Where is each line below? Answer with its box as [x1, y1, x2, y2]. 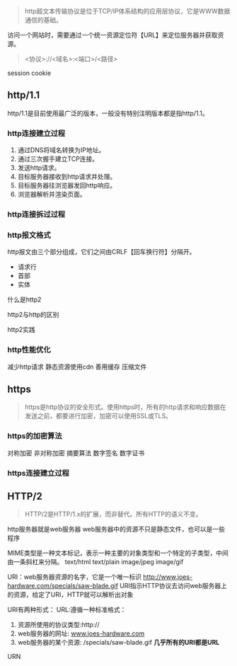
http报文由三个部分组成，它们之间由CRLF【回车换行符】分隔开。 [7, 248, 196, 256]
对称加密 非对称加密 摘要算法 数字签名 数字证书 [7, 449, 145, 457]
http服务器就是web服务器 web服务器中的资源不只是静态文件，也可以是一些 [7, 525, 225, 534]
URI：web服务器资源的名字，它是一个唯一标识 [7, 573, 142, 581]
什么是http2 [7, 295, 42, 304]
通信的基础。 [24, 16, 62, 24]
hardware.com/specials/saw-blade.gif [7, 582, 119, 590]
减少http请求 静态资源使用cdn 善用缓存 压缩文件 [7, 362, 147, 371]
